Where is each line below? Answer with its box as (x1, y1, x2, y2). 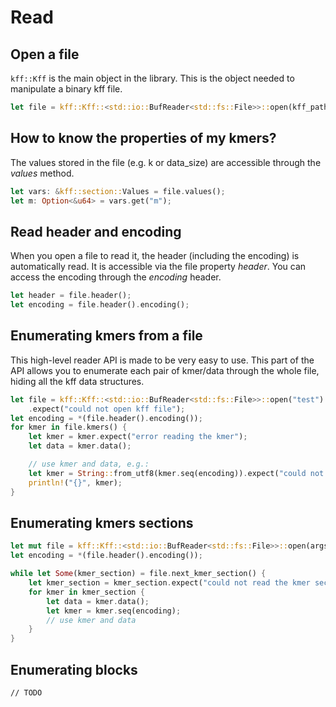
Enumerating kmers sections (10, 514, 194, 531)
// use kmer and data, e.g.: (28, 459, 150, 470)
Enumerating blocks (10, 661, 138, 678)
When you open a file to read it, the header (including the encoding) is (10, 250, 300, 262)
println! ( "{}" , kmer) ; (28, 477, 123, 488)
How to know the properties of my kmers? (10, 130, 277, 147)
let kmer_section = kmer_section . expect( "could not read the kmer (28, 578, 311, 588)
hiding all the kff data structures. (10, 375, 145, 387)
